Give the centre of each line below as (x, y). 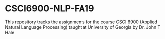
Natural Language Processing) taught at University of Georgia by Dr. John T (83, 27)
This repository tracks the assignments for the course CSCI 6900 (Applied (81, 22)
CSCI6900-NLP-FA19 (50, 9)
